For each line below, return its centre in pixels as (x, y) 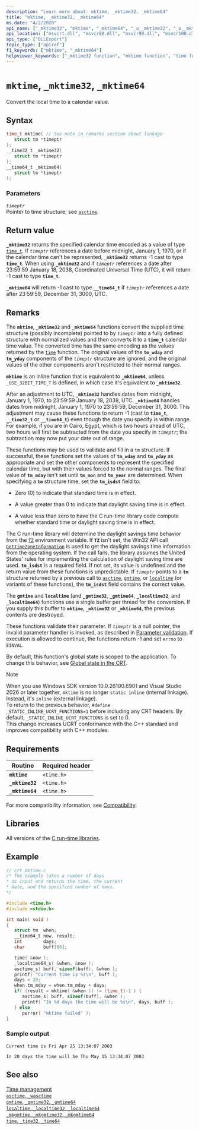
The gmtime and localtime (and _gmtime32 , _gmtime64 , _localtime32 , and (93, 596)
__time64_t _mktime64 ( (34, 167)
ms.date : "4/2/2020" (32, 23)
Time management (29, 1089)
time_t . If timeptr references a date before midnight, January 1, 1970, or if (96, 251)
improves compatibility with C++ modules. (58, 730)
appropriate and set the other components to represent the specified (90, 463)
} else (22, 1008)
